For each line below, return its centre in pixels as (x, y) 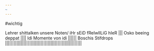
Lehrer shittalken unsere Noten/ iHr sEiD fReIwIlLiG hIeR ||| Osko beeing (77, 33)
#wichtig (14, 23)
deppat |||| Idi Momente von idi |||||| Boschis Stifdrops (59, 38)
